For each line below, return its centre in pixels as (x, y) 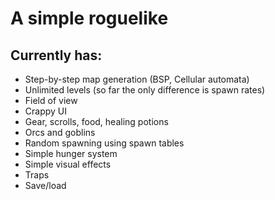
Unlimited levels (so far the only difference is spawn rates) (145, 90)
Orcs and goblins (60, 132)
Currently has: (56, 55)
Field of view (51, 100)
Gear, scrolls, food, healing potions (96, 121)
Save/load (45, 185)
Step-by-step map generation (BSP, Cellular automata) (137, 79)
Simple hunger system (71, 153)
